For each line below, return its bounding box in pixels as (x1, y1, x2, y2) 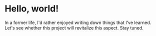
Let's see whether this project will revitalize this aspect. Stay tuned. (4, 24, 143, 30)
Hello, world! (4, 3, 59, 14)
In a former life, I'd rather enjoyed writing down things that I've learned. (4, 19, 151, 25)
